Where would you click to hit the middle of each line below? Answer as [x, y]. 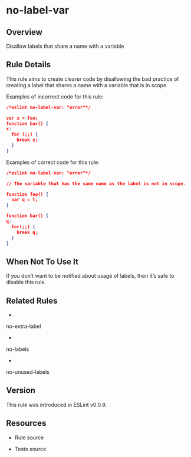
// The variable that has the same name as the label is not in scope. [96, 183]
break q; [27, 232]
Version [21, 391]
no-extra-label [24, 326]
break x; [27, 140]
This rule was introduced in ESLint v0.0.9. [57, 405]
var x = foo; [22, 118]
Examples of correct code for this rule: [53, 162]
